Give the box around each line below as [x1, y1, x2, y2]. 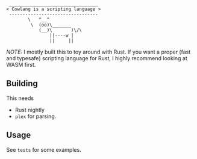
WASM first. [6, 61, 36, 68]
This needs [6, 95, 34, 102]
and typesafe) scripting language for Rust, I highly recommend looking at [6, 55, 188, 61]
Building [6, 78, 38, 89]
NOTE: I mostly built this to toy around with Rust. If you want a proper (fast [6, 48, 191, 55]
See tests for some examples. [6, 146, 81, 153]
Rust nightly [14, 106, 45, 113]
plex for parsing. [14, 113, 57, 120]
